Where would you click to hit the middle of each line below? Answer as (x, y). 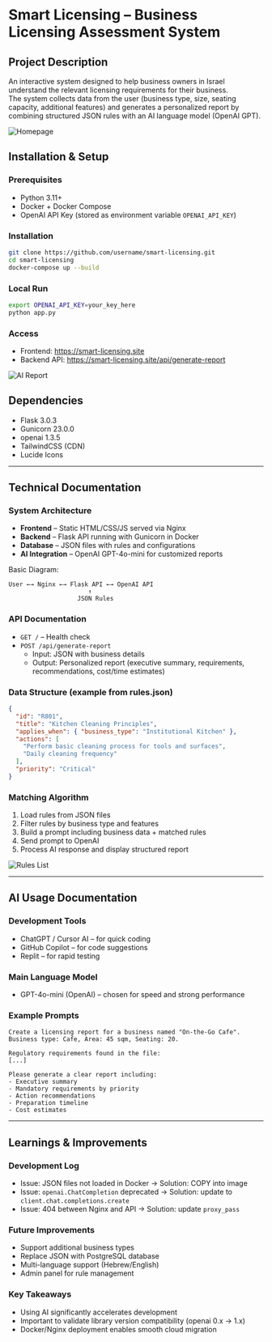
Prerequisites (35, 180)
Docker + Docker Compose (66, 206)
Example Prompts (44, 1015)
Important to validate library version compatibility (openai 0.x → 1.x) (132, 1320)
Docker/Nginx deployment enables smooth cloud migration (118, 1329)
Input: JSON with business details (89, 654)
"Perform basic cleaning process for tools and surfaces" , (125, 746)
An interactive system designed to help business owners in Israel (117, 81)
